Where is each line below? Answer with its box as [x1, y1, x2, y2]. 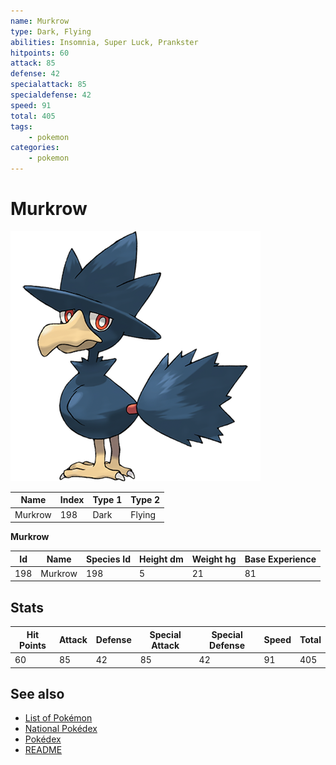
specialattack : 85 [10, 80, 87, 90]
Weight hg [191, 553, 237, 565]
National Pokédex [24, 723, 98, 735]
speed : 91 [10, 100, 52, 110]
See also [10, 685, 65, 702]
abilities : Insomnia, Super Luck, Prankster [10, 37, 199, 47]
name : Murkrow [10, 16, 70, 26]
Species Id [85, 553, 132, 565]
